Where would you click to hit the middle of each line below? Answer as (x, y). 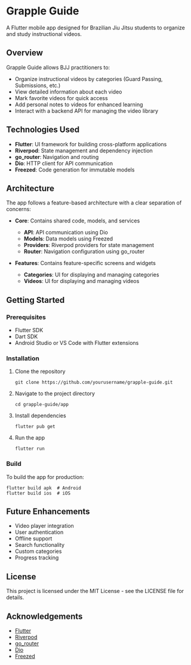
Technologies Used (43, 130)
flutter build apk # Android (44, 488)
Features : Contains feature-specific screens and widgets (85, 263)
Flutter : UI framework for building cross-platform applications (91, 144)
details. (15, 597)
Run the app (30, 438)
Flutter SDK (29, 330)
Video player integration (44, 526)
